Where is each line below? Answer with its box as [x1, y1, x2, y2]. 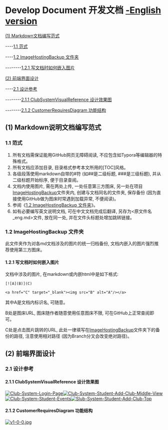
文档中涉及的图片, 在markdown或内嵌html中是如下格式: [5, 271, 118, 277]
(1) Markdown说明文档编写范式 [5, 123, 101, 132]
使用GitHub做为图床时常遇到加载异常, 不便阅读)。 [16, 196, 119, 202]
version [5, 16, 37, 27]
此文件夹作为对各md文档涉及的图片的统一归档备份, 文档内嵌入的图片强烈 [5, 240, 154, 246]
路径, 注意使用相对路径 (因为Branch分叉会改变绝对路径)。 [13, 333, 132, 339]
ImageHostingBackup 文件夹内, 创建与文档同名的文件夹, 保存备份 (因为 [12, 189, 156, 195]
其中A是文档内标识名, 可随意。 [5, 299, 68, 305]
